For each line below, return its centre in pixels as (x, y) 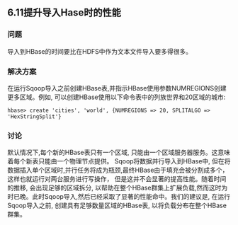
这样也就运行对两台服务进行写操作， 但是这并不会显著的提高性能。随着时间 (117, 179)
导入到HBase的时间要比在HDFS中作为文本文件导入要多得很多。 (100, 51)
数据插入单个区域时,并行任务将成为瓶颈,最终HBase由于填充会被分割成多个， (118, 170)
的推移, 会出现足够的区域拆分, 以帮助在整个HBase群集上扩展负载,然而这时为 (118, 188)
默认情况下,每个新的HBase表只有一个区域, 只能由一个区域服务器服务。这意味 (119, 152)
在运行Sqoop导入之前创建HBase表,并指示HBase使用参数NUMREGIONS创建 (117, 88)
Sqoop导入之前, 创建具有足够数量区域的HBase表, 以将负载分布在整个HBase (117, 206)
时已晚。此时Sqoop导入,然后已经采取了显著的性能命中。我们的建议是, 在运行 (119, 197)
